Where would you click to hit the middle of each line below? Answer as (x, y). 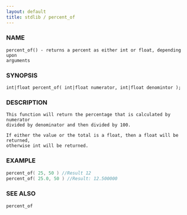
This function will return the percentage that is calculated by (88, 115)
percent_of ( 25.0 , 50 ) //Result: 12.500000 (62, 178)
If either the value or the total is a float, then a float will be (92, 136)
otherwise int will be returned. (47, 146)
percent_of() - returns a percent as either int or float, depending (94, 50)
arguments (18, 60)
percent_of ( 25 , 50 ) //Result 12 (49, 173)
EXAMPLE (21, 161)
